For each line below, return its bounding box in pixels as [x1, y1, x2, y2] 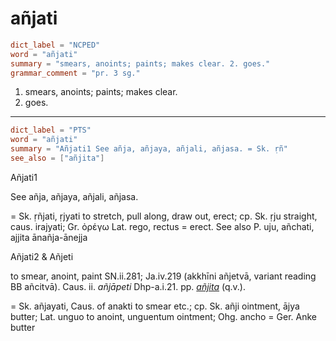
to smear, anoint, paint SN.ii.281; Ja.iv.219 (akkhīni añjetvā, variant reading [10, 270, 317, 282]
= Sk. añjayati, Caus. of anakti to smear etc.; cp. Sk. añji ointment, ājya [10, 300, 300, 312]
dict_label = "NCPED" [10, 40, 101, 50]
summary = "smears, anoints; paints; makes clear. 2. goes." [10, 58, 271, 69]
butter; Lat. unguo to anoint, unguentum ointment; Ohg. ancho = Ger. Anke [10, 310, 317, 322]
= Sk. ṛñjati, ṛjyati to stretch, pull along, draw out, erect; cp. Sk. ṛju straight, [10, 210, 318, 222]
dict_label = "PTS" [10, 125, 92, 136]
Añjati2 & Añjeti [10, 250, 74, 262]
